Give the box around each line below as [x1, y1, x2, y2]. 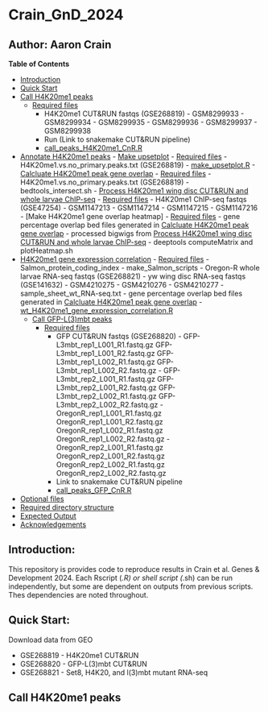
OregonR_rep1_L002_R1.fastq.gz [56, 425, 163, 435]
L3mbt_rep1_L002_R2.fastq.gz [56, 366, 157, 375]
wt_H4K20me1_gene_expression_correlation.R [19, 306, 174, 315]
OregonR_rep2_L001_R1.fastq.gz [56, 443, 163, 452]
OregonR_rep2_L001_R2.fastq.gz [56, 451, 165, 461]
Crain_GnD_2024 [8, 6, 124, 24]
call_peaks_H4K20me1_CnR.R [43, 143, 142, 152]
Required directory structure [19, 503, 114, 512]
